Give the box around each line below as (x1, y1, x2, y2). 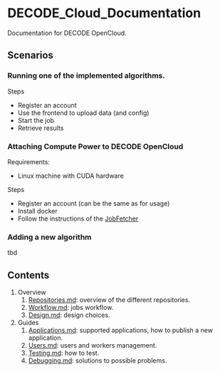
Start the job (17, 116, 55, 124)
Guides (17, 318, 39, 327)
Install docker (17, 206, 58, 215)
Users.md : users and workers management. (28, 341, 157, 350)
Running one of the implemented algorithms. (7, 71, 165, 81)
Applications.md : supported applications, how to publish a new (28, 326, 214, 335)
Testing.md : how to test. (28, 348, 100, 358)
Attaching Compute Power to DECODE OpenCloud (7, 141, 184, 151)
